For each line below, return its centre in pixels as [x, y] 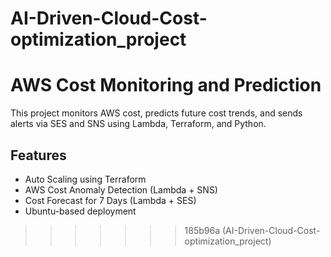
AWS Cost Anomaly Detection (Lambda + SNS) [121, 189]
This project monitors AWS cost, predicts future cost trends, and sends [156, 113]
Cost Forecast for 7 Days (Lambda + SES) [110, 200]
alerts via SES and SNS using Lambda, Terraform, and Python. [138, 124]
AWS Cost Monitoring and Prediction [166, 85]
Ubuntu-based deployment [80, 211]
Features [38, 155]
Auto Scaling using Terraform [85, 179]
